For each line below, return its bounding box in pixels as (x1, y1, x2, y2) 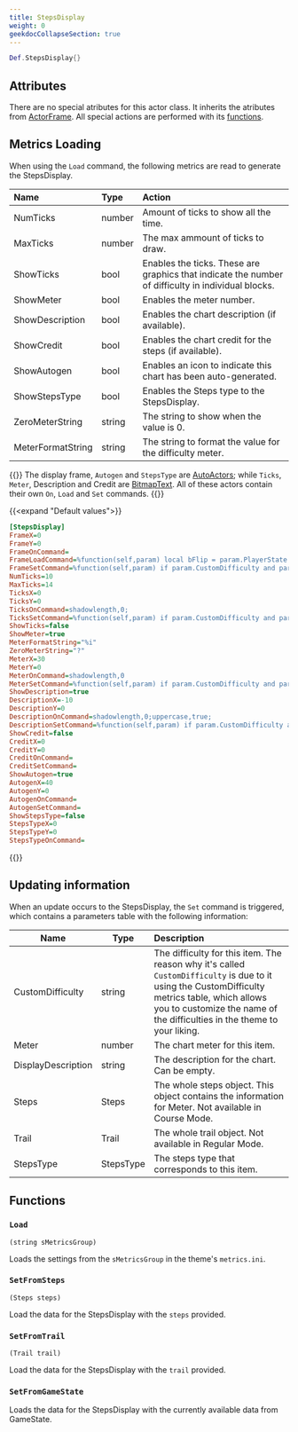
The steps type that (153, 1152, 235, 1164)
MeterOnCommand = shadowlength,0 (9, 671, 125, 680)
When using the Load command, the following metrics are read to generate (9, 161, 281, 171)
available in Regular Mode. (153, 1137, 264, 1150)
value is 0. (142, 421, 185, 433)
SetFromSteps (9, 1275, 66, 1286)
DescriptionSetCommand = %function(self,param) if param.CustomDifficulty (9, 720, 284, 729)
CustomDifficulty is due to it (153, 969, 272, 981)
